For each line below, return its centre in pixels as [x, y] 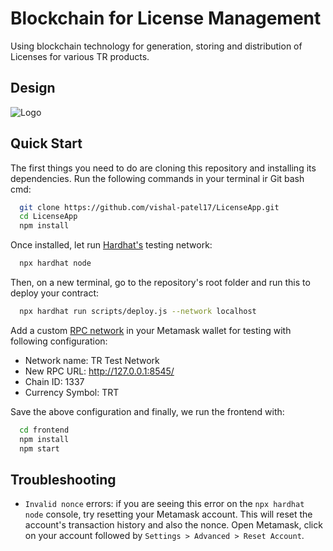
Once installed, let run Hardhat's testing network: [111, 245]
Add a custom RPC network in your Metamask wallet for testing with [151, 330]
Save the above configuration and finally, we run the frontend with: [147, 411]
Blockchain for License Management [166, 18]
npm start [39, 448]
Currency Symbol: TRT [72, 392]
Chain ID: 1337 [54, 381]
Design [33, 88]
